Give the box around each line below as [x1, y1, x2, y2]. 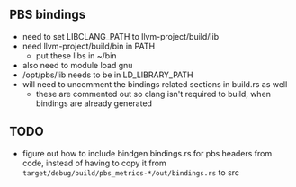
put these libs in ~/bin [35, 49, 117, 61]
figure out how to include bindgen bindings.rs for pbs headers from [22, 147, 273, 158]
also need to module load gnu [22, 59, 133, 70]
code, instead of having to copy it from [22, 157, 166, 168]
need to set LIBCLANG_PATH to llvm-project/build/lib [22, 31, 219, 41]
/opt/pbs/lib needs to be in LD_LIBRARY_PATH [22, 69, 193, 80]
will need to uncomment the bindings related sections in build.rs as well [22, 78, 288, 89]
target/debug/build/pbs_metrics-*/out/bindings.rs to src [22, 166, 240, 178]
